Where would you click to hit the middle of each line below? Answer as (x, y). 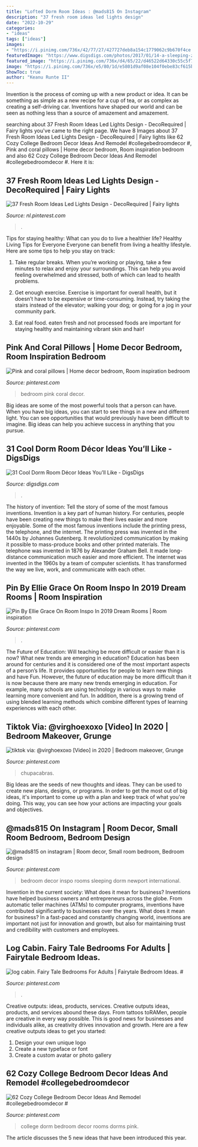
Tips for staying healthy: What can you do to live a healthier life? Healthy (94, 238)
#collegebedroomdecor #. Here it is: (50, 162)
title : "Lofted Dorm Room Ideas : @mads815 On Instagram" (79, 12)
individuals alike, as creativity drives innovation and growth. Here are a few (97, 1025)
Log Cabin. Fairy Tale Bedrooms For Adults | (88, 948)
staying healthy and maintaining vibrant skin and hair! (79, 329)
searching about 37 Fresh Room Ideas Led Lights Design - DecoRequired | (96, 124)
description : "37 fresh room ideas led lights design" (75, 17)
